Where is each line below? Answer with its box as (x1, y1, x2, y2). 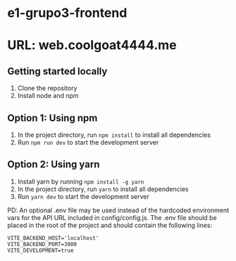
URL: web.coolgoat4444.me (7, 37, 178, 54)
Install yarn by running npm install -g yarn (17, 177, 144, 186)
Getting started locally (7, 65, 108, 77)
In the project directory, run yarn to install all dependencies (17, 185, 189, 193)
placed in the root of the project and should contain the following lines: (7, 221, 213, 229)
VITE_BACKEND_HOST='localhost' (7, 234, 99, 241)
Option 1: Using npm (7, 111, 98, 124)
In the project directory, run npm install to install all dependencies (17, 130, 211, 139)
